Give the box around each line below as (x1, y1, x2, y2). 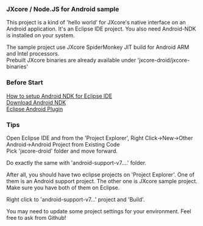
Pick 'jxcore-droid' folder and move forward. (6, 147, 118, 155)
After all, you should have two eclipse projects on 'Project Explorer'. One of (6, 170, 195, 178)
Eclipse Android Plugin (6, 105, 63, 112)
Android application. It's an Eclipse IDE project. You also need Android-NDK (6, 25, 196, 32)
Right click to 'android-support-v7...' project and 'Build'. (6, 195, 145, 203)
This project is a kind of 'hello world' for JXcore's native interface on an (6, 19, 186, 26)
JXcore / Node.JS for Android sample (6, 5, 119, 13)
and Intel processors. (6, 50, 60, 57)
